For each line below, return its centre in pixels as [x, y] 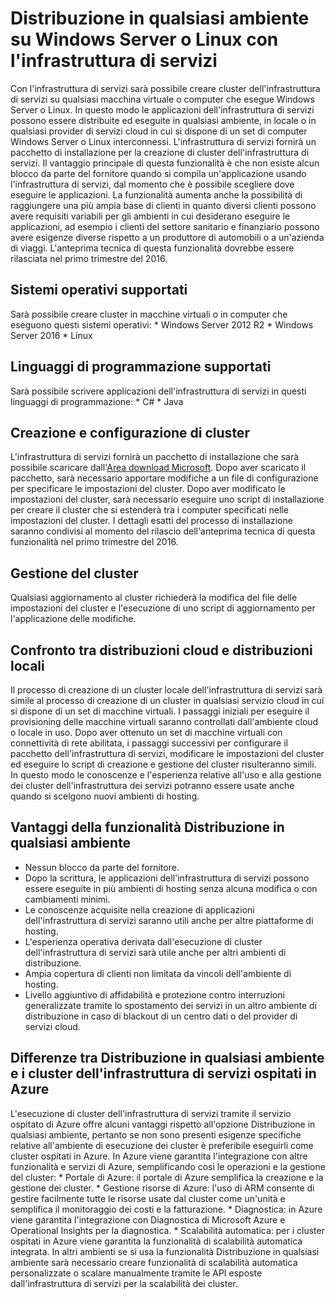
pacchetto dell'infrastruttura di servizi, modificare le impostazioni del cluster [167, 753]
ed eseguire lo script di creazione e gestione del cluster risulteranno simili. [163, 764]
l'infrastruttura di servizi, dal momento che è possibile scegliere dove [152, 184]
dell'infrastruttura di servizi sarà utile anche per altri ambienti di [155, 952]
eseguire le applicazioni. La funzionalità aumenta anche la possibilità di [156, 194]
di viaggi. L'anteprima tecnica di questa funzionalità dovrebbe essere [152, 248]
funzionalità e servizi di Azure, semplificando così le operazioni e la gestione [168, 1166]
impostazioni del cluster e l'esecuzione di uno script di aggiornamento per [163, 608]
